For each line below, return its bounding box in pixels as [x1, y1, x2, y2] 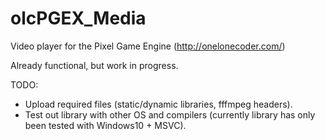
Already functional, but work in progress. [10, 59, 179, 71]
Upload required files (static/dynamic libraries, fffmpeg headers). [24, 98, 293, 110]
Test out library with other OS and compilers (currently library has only [24, 108, 316, 121]
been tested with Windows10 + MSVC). [24, 119, 187, 131]
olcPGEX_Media [10, 7, 147, 30]
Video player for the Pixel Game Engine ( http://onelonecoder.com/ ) [10, 40, 286, 52]
